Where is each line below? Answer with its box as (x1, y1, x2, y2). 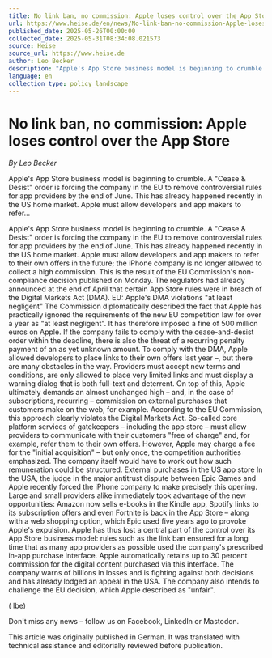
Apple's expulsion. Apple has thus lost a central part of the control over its (8, 525, 256, 535)
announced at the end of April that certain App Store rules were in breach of (8, 284, 262, 294)
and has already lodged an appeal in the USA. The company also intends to (8, 576, 260, 587)
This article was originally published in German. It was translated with (8, 632, 240, 642)
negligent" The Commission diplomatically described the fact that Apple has (8, 301, 263, 312)
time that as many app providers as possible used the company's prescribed (8, 542, 264, 552)
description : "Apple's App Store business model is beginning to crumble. (8, 65, 266, 73)
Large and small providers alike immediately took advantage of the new (8, 490, 247, 500)
